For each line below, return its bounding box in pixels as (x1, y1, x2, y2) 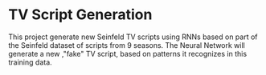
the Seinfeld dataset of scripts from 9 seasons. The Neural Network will (8, 40, 245, 49)
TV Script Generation (8, 6, 153, 24)
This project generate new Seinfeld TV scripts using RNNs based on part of (8, 32, 259, 41)
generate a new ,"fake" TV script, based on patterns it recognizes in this (8, 49, 248, 58)
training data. (8, 57, 52, 67)
